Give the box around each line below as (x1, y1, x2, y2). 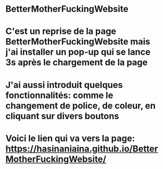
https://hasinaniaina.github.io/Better (5, 143, 158, 154)
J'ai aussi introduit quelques (5, 79, 123, 90)
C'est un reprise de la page (5, 26, 116, 37)
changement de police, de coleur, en (5, 100, 156, 111)
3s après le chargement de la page (5, 57, 148, 68)
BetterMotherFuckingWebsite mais (5, 36, 150, 47)
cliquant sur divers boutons (5, 110, 119, 122)
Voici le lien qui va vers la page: (5, 133, 135, 144)
